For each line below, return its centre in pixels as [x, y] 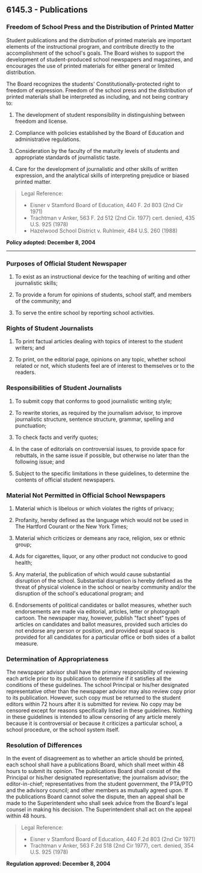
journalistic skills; [36, 283]
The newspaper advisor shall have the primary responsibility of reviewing [97, 672]
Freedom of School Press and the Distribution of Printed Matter [100, 27]
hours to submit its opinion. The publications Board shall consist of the [93, 771]
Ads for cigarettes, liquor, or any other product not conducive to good [101, 556]
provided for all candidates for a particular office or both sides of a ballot [105, 637]
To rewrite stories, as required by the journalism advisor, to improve [98, 412]
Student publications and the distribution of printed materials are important [99, 40]
